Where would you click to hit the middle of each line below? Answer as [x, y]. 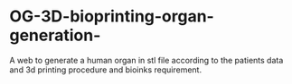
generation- [55, 35]
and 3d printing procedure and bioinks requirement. [105, 70]
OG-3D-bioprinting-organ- [112, 17]
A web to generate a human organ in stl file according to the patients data [146, 60]
